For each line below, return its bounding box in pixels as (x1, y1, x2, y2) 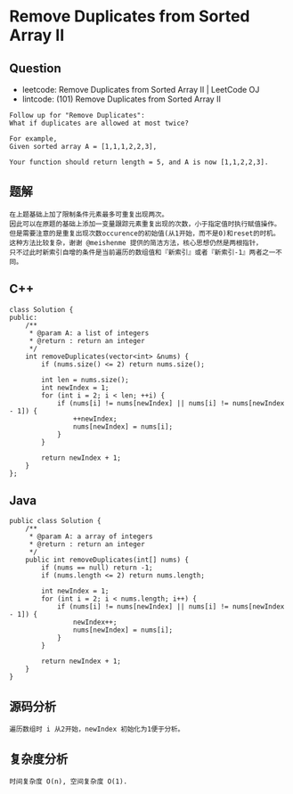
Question (9, 61, 61, 76)
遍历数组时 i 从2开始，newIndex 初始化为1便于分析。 (9, 724, 185, 734)
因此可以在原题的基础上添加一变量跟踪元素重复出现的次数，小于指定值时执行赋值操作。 (9, 219, 281, 228)
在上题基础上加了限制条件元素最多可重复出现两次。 (9, 209, 169, 219)
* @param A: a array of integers (28, 532, 153, 541)
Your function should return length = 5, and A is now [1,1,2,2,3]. (9, 158, 269, 167)
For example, (9, 135, 58, 143)
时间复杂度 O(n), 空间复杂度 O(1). (9, 777, 127, 786)
